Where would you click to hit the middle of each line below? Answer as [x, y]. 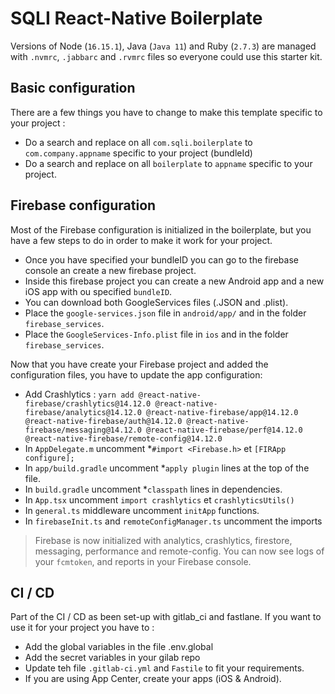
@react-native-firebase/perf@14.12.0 [224, 430]
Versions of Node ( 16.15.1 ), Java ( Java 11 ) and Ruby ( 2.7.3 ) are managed [163, 46]
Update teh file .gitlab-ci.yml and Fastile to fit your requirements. [164, 668]
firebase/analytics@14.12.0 [83, 412]
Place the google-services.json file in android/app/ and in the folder [165, 313]
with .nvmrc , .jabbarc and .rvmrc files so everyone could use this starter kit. [166, 56]
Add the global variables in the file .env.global [119, 647]
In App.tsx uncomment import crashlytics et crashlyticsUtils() [159, 499]
